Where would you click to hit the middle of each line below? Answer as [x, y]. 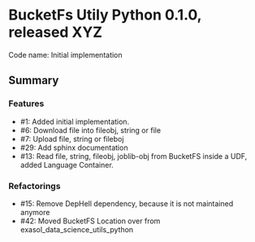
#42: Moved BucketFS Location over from [90, 221]
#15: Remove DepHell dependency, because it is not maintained [127, 203]
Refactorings [35, 186]
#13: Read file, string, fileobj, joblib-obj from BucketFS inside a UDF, [134, 156]
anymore [35, 212]
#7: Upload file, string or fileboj [72, 139]
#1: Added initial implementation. [75, 121]
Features [26, 103]
